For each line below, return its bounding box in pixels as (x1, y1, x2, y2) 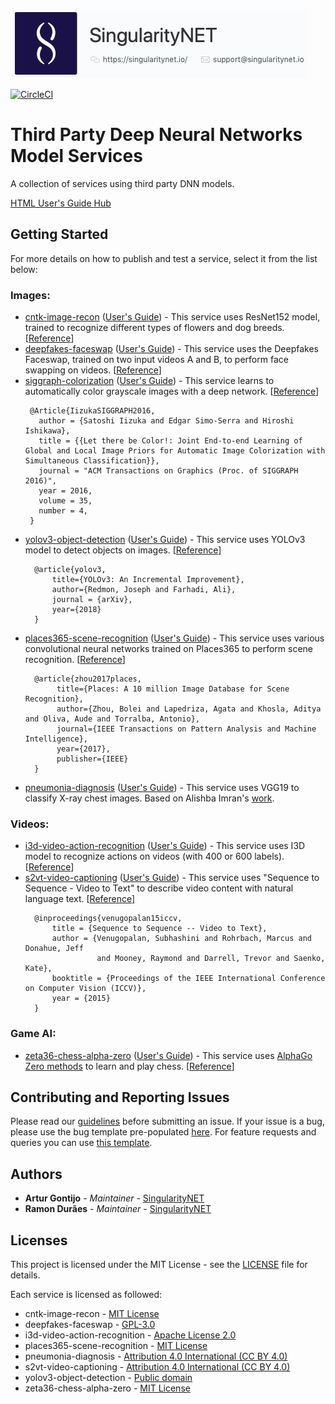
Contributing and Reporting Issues (10, 1089, 230, 1106)
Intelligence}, (24, 734, 89, 744)
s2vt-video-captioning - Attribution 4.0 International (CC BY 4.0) (24, 1361, 291, 1373)
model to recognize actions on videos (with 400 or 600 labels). (24, 850, 285, 863)
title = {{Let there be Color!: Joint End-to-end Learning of (38, 436, 303, 446)
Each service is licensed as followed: (10, 1289, 163, 1301)
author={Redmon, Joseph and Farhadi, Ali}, (51, 585, 237, 595)
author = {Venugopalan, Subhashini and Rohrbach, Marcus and (51, 934, 312, 944)
